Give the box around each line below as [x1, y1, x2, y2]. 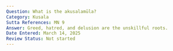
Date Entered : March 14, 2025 [6, 30, 81, 36]
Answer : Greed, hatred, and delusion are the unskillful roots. [6, 25, 168, 31]
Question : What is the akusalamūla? [6, 8, 97, 15]
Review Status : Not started [6, 36, 76, 42]
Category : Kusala [6, 14, 49, 20]
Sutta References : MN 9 [6, 19, 65, 25]
